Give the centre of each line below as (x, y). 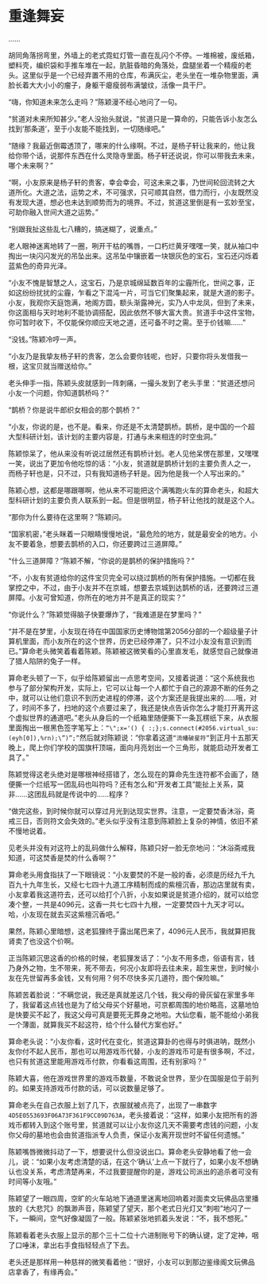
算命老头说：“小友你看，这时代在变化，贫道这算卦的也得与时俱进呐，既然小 (132, 1041)
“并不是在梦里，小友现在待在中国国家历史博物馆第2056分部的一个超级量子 (130, 631)
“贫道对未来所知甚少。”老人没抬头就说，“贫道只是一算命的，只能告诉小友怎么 (133, 118)
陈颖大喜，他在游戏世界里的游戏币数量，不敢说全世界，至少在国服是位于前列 (133, 1078)
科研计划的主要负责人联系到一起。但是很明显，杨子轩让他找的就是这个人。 (137, 500)
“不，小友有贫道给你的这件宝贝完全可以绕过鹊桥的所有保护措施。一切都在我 (132, 578)
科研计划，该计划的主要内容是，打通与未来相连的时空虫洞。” (119, 436)
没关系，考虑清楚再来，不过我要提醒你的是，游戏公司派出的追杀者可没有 (140, 1171)
